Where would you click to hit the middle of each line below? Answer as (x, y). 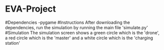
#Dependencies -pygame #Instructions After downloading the (68, 22)
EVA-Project (31, 9)
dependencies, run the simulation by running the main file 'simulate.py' (77, 27)
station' (13, 43)
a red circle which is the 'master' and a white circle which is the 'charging (79, 38)
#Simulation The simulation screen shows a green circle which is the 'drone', (82, 33)
